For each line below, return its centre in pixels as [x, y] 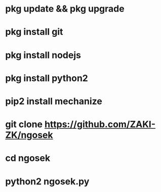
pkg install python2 [47, 78]
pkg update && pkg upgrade [65, 9]
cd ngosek [28, 158]
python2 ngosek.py [47, 181]
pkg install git [34, 32]
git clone [24, 125]
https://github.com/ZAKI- [100, 125]
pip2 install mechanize [54, 101]
